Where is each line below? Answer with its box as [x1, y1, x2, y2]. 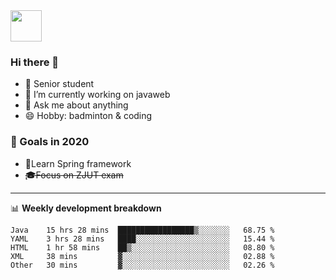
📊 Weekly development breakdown [10, 202, 162, 214]
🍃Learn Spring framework [24, 157, 132, 169]
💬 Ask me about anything [24, 99, 129, 111]
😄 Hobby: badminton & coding [24, 110, 153, 122]
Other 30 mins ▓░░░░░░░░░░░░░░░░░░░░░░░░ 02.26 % [10, 260, 275, 270]
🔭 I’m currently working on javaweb [24, 89, 171, 101]
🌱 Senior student [24, 78, 95, 90]
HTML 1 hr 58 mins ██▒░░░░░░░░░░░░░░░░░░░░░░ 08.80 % [10, 242, 275, 253]
